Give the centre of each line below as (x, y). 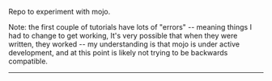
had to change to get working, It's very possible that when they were (123, 36)
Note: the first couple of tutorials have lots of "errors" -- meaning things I (130, 27)
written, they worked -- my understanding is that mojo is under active (124, 44)
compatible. (28, 61)
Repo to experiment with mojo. (59, 12)
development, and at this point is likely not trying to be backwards (118, 53)
